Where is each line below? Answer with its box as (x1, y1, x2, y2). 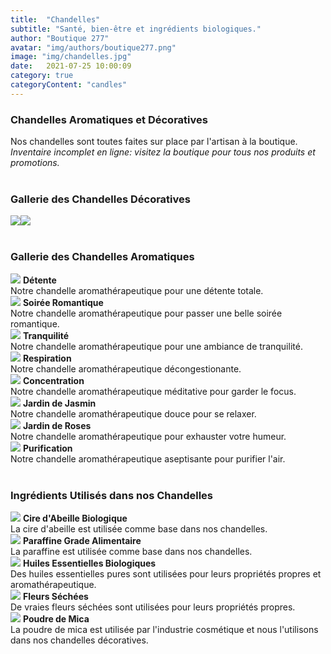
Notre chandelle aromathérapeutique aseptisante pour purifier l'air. (10, 452, 286, 465)
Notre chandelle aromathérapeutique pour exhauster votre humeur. (10, 430, 287, 442)
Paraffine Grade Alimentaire (22, 534, 142, 546)
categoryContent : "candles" (10, 80, 128, 90)
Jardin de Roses (22, 419, 92, 431)
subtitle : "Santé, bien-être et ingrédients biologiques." (10, 24, 262, 34)
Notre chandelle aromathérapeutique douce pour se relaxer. (10, 407, 257, 420)
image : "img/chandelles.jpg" (10, 52, 132, 62)
